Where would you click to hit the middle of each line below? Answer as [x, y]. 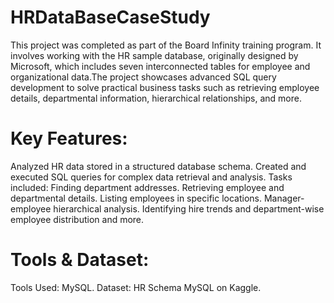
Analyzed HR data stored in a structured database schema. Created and [158, 166]
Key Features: [69, 138]
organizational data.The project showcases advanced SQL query [143, 77]
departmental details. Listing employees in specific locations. [136, 198]
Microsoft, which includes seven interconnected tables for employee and [160, 66]
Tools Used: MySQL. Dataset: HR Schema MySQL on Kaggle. [136, 287]
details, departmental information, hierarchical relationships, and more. [156, 98]
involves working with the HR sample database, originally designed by [154, 55]
